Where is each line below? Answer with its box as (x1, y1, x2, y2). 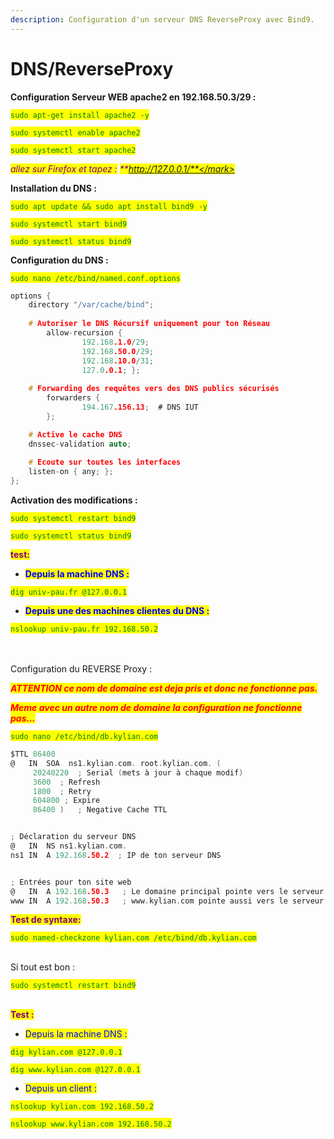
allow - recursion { (46, 328, 123, 338)
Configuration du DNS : (10, 254, 109, 266)
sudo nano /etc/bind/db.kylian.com (10, 732, 159, 742)
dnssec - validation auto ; (28, 439, 132, 449)
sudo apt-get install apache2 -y (10, 110, 150, 120)
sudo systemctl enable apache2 (10, 127, 141, 138)
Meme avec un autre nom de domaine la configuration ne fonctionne (10, 702, 303, 714)
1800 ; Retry (32, 786, 92, 796)
